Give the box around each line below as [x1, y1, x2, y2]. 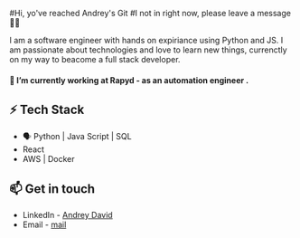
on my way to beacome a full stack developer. [9, 54, 181, 64]
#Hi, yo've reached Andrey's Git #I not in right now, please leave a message [9, 8, 292, 18]
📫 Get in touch [9, 181, 96, 196]
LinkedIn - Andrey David [22, 210, 113, 221]
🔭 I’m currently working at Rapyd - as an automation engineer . [9, 74, 249, 85]
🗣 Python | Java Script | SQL [22, 131, 133, 142]
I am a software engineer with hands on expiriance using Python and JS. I [9, 35, 284, 45]
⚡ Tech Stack [9, 101, 85, 117]
